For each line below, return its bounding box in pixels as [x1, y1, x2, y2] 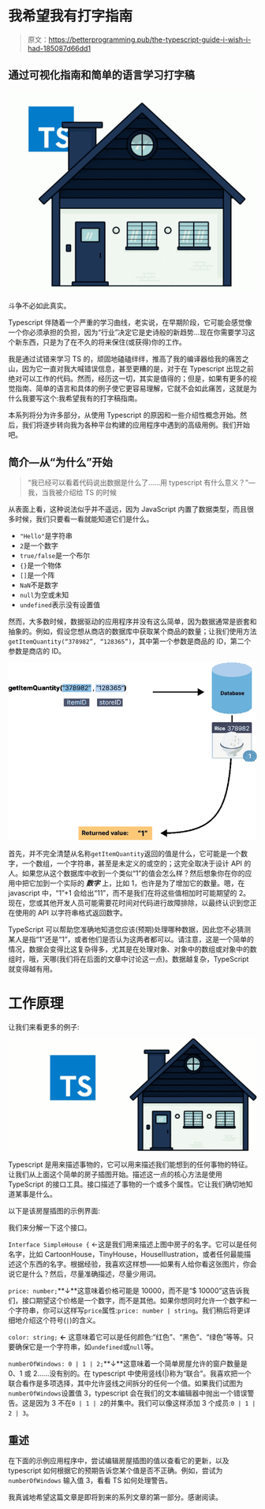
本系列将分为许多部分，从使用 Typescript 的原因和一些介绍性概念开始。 [8, 411, 241, 420]
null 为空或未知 [19, 591, 69, 600]
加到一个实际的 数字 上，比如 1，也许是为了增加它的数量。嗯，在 [35, 878, 245, 888]
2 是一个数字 [19, 541, 58, 550]
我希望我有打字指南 [8, 7, 133, 25]
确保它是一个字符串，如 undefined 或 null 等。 [14, 1342, 159, 1352]
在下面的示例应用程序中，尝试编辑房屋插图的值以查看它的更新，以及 [8, 1456, 230, 1466]
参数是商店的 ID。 [8, 646, 65, 656]
